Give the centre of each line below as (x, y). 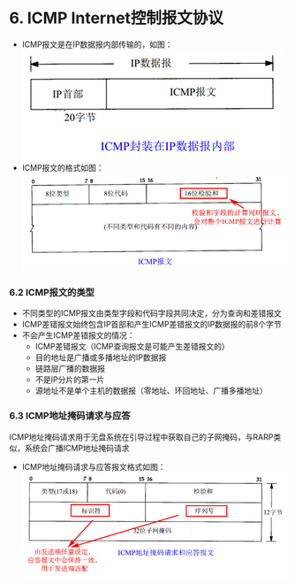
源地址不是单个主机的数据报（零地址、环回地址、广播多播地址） (151, 391)
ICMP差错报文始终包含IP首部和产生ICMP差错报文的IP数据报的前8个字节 (152, 325)
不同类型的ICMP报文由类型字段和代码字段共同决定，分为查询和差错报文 (152, 313)
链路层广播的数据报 (70, 369)
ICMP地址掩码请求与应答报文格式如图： (94, 466)
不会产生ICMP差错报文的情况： (78, 335)
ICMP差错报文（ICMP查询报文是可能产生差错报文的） (132, 347)
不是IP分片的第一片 (70, 380)
